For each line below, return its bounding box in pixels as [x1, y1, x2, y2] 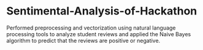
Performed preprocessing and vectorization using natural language [6, 24, 176, 31]
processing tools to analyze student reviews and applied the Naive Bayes [6, 30, 191, 37]
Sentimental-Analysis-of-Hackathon [6, 4, 197, 18]
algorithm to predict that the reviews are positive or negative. [6, 37, 161, 44]
